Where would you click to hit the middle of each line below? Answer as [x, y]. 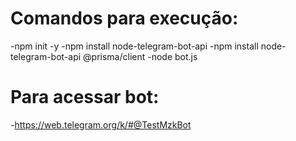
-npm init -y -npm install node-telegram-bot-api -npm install [134, 46]
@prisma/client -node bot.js [140, 56]
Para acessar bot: [85, 97]
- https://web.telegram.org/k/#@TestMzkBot [101, 124]
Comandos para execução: [124, 18]
